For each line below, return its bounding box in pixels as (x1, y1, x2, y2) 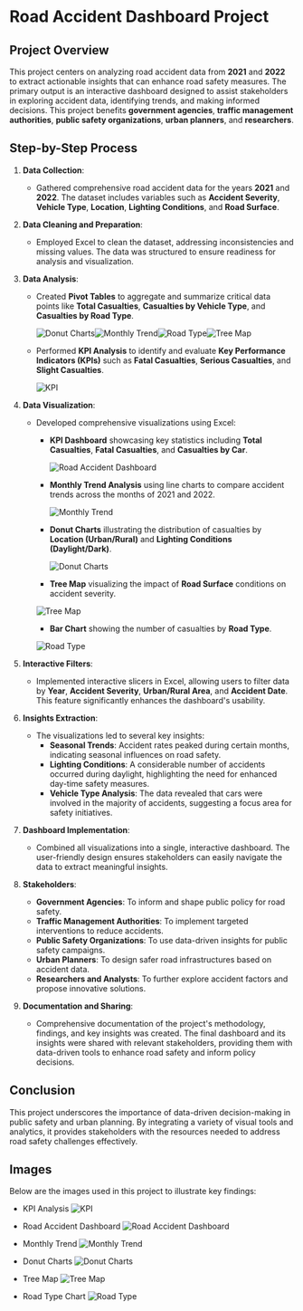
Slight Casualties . (35, 364, 104, 375)
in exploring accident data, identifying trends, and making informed (9, 95, 260, 106)
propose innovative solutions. (35, 982, 147, 993)
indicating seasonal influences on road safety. (49, 749, 222, 760)
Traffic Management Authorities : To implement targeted (35, 915, 249, 926)
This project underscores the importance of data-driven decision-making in (9, 1106, 291, 1117)
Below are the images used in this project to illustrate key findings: (9, 1186, 257, 1197)
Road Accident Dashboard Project (9, 6, 270, 27)
